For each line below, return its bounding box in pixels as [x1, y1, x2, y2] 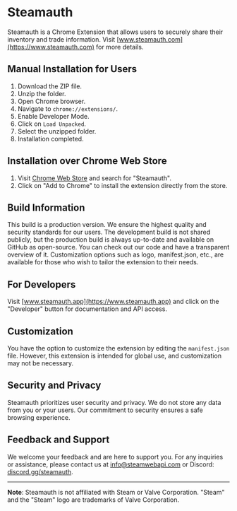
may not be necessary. [7, 359, 74, 368]
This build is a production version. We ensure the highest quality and [7, 221, 207, 229]
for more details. [96, 42, 144, 51]
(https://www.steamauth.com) [7, 42, 95, 51]
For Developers [7, 278, 76, 290]
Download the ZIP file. [17, 82, 83, 90]
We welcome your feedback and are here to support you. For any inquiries [7, 452, 224, 461]
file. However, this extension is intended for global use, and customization [7, 351, 222, 360]
